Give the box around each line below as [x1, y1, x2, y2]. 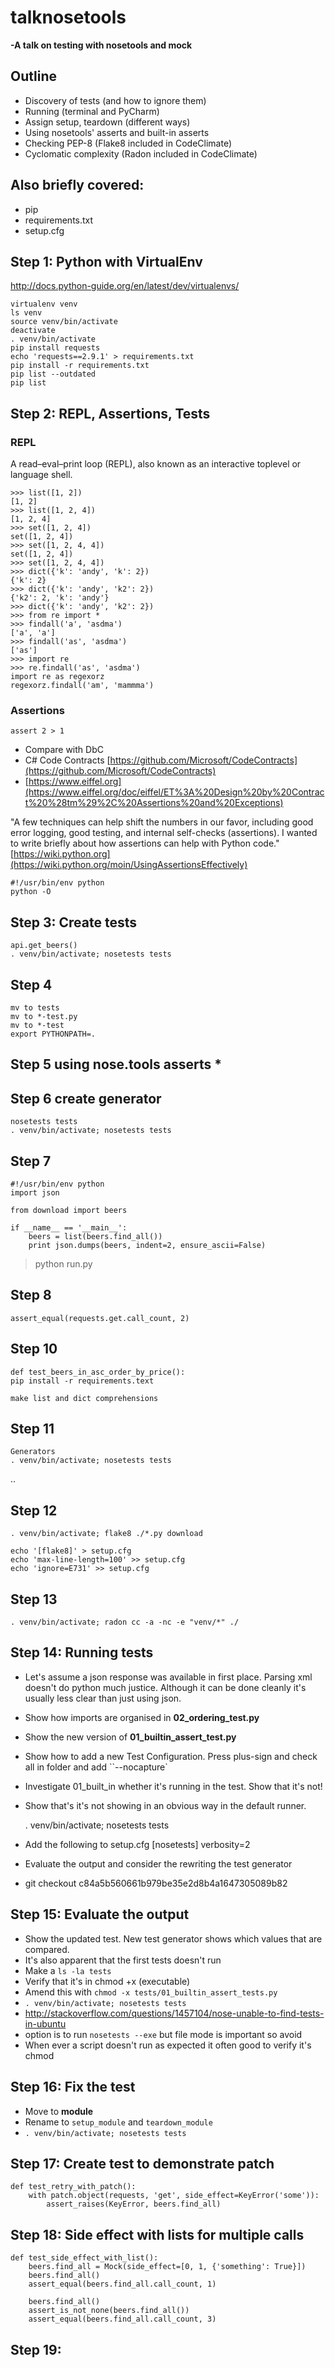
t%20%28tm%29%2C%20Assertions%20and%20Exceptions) [24, 797, 284, 809]
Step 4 [10, 976, 53, 993]
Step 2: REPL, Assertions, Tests [10, 405, 211, 422]
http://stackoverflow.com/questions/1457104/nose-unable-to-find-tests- [24, 2007, 325, 2019]
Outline [10, 68, 57, 85]
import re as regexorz [10, 672, 105, 682]
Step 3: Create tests [10, 914, 138, 931]
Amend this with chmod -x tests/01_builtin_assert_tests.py [24, 1986, 278, 1998]
